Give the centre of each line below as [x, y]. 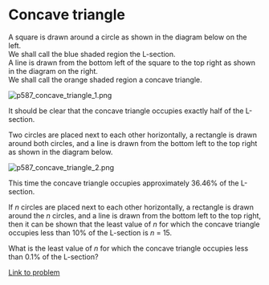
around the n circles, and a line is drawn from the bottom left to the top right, [135, 215]
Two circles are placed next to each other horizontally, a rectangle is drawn [133, 135]
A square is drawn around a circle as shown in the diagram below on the [128, 37]
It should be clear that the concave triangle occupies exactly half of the [126, 111]
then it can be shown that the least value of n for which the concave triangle [134, 224]
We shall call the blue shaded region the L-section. [92, 54]
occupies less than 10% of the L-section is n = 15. [90, 232]
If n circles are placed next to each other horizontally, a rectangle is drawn [131, 207]
